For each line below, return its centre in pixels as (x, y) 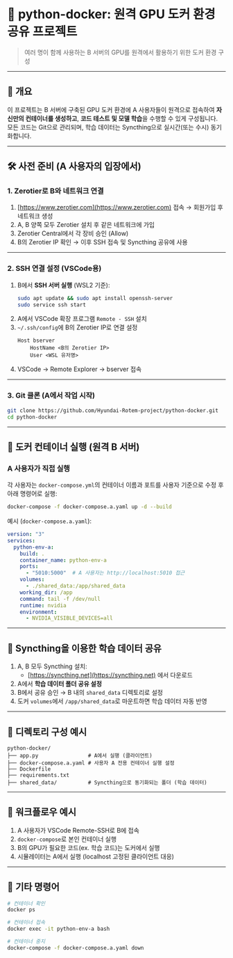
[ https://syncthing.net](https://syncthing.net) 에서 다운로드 (110, 675)
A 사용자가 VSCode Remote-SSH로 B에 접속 (78, 830)
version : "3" (26, 534)
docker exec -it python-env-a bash (59, 929)
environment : (38, 612)
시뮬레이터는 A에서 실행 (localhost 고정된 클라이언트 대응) (96, 856)
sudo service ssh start (52, 305)
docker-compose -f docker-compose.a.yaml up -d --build (89, 507)
